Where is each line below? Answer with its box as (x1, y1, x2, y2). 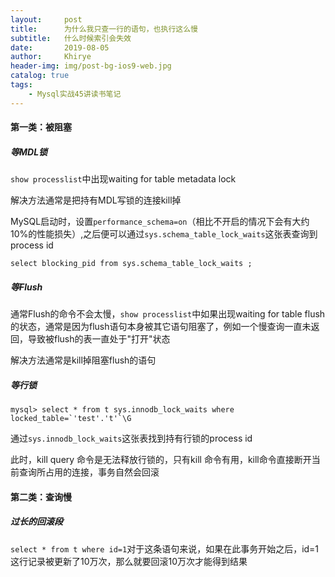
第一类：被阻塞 (10, 121, 72, 133)
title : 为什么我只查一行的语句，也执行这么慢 (10, 24, 198, 34)
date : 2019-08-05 (10, 42, 110, 53)
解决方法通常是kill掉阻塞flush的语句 (10, 354, 157, 366)
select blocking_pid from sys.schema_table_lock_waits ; (10, 259, 253, 269)
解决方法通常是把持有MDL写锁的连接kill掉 (10, 194, 182, 206)
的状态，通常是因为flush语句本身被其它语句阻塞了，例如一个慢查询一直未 (10, 321, 312, 333)
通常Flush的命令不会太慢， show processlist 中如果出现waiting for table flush (10, 308, 326, 320)
